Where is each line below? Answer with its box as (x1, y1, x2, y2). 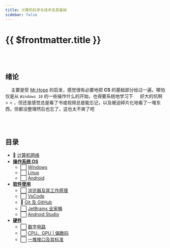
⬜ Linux (20, 170, 40, 176)
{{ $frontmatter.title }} (5, 34, 101, 46)
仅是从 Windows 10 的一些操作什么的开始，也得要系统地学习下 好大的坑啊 (5, 93, 163, 99)
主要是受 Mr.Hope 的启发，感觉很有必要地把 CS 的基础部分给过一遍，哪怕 (11, 87, 165, 93)
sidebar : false (5, 12, 38, 17)
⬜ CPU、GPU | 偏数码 (20, 230, 69, 236)
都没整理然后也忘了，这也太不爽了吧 (18, 106, 95, 112)
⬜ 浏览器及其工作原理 (20, 187, 68, 194)
